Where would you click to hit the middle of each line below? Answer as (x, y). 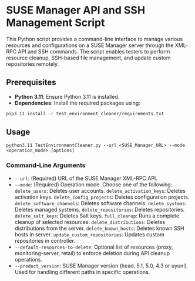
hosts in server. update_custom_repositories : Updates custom (89, 234)
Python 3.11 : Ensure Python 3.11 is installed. (67, 96)
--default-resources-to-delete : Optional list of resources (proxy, (94, 247)
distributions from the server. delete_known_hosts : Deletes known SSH (99, 228)
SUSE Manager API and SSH (76, 10)
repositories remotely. (33, 64)
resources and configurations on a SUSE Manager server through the (90, 45)
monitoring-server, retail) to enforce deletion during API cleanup (92, 253)
